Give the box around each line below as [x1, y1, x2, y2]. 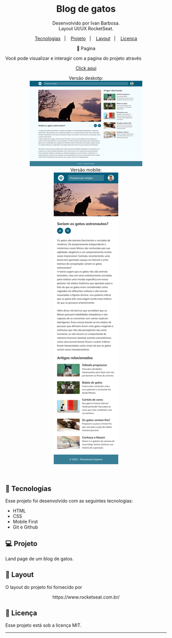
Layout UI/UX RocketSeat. [58, 25, 114, 31]
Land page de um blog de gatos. [5, 556, 74, 562]
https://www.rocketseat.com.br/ [52, 594, 120, 600]
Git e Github [12, 524, 38, 530]
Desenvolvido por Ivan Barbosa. [52, 20, 120, 26]
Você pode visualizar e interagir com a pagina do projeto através [5, 55, 142, 61]
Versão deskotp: [69, 75, 103, 81]
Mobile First [12, 518, 38, 524]
